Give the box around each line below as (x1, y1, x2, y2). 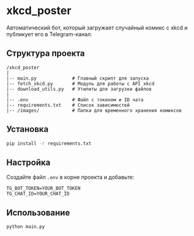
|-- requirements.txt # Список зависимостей (6, 102, 130, 108)
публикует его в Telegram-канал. (6, 30, 93, 37)
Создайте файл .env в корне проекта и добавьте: (6, 173, 135, 181)
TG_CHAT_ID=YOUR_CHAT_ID (6, 191, 70, 197)
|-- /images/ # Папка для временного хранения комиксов (6, 107, 182, 113)
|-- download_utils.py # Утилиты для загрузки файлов (6, 86, 152, 92)
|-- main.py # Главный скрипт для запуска (6, 75, 149, 82)
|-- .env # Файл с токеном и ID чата (6, 96, 144, 103)
